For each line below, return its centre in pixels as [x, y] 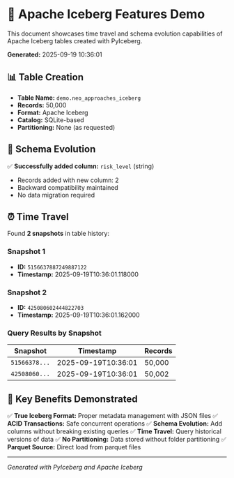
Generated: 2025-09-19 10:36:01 [55, 54]
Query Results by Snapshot [55, 333]
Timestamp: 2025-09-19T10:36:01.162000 [79, 315]
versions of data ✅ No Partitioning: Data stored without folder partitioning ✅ [117, 440]
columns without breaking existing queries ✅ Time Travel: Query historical [114, 431]
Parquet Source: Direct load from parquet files [74, 447]
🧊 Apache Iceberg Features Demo [106, 14]
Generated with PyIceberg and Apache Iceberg [75, 468]
